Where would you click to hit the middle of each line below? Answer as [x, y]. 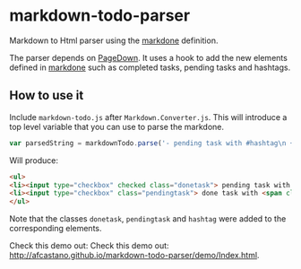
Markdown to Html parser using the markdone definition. [114, 40]
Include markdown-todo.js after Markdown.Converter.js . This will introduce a [148, 117]
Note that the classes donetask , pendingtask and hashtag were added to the [148, 219]
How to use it [47, 95]
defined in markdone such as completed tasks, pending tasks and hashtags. [150, 67]
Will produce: [34, 160]
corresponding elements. [56, 229]
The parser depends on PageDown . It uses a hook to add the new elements [149, 57]
